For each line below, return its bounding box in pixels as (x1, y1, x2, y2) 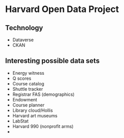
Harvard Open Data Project (5, 4, 119, 15)
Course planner (12, 102, 45, 108)
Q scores (12, 75, 31, 81)
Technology (5, 24, 43, 32)
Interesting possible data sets (5, 57, 100, 65)
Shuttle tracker (12, 86, 43, 92)
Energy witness (12, 70, 44, 76)
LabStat (12, 118, 29, 124)
